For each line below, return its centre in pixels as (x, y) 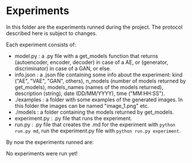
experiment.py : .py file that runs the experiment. (73, 118)
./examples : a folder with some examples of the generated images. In (99, 99)
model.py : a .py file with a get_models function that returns (86, 56)
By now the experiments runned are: (50, 142)
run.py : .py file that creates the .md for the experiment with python (95, 124)
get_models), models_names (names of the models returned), (89, 87)
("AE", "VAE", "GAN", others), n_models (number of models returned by (100, 81)
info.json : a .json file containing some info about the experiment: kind (98, 74)
